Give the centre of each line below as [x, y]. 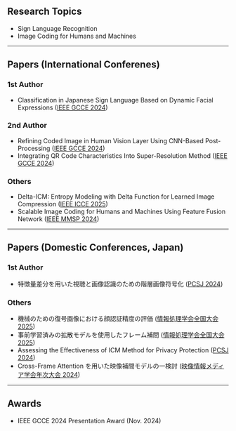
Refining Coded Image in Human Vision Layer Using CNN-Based [110, 140]
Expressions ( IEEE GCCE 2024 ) [63, 107]
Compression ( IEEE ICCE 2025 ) [63, 204]
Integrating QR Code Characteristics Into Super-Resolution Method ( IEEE [123, 155]
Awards [25, 404]
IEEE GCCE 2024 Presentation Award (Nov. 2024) [89, 420]
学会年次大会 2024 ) [52, 375]
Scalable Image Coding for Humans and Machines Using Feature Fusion [122, 212]
